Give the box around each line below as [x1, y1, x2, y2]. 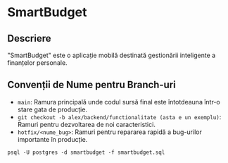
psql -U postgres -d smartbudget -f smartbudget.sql [7, 149, 165, 156]
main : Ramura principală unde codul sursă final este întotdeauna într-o [17, 97, 220, 106]
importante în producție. [17, 135, 88, 143]
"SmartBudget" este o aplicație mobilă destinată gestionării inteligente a [7, 51, 216, 59]
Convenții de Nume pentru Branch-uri [7, 79, 176, 91]
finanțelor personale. [7, 59, 68, 67]
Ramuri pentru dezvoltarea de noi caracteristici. [17, 120, 156, 128]
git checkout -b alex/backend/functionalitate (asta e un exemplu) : [17, 112, 222, 121]
